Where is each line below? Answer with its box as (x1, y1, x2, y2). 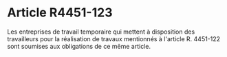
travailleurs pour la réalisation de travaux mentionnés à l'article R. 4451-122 (7, 34, 221, 43)
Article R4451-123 (7, 5, 113, 21)
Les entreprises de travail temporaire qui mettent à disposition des (7, 27, 195, 36)
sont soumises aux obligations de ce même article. (7, 42, 151, 50)
